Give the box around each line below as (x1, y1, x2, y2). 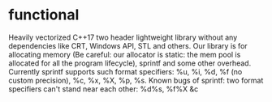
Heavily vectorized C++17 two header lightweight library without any (8, 32, 238, 42)
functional (8, 6, 80, 24)
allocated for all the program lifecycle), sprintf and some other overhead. (8, 58, 252, 68)
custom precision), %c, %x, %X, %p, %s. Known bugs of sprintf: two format (8, 75, 264, 85)
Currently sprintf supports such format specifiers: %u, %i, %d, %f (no (8, 66, 243, 76)
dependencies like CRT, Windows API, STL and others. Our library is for (8, 40, 248, 50)
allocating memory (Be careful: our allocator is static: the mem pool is (8, 49, 241, 59)
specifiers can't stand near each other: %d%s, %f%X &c (8, 83, 199, 94)
